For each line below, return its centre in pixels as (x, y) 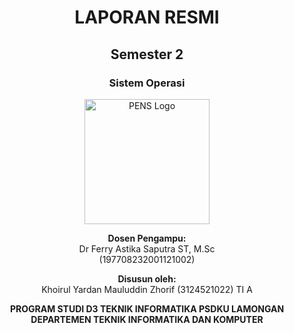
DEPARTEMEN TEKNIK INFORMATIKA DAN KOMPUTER (147, 319)
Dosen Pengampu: (147, 238)
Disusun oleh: (147, 278)
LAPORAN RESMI (147, 17)
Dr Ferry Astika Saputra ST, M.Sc (147, 248)
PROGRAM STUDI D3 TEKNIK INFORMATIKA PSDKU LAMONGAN (147, 308)
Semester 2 (147, 54)
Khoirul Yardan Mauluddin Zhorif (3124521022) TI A (147, 289)
